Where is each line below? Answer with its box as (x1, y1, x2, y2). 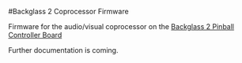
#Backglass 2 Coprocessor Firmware (8, 7, 129, 16)
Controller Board (8, 31, 62, 39)
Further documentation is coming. (8, 46, 119, 54)
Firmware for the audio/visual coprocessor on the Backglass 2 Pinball (8, 22, 235, 31)
